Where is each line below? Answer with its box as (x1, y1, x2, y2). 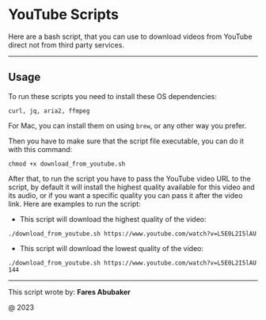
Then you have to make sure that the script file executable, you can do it (8, 136, 244, 146)
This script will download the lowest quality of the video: (19, 243, 204, 253)
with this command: (8, 144, 73, 154)
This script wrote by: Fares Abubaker (8, 287, 131, 296)
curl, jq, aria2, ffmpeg (8, 107, 90, 115)
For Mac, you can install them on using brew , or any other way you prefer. (8, 120, 247, 130)
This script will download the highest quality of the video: (19, 214, 207, 223)
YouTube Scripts (8, 6, 119, 24)
